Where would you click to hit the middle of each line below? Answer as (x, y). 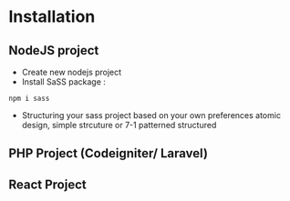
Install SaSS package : (64, 82)
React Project (48, 184)
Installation (52, 17)
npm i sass (29, 98)
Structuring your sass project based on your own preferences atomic (151, 115)
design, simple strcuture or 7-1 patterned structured (119, 125)
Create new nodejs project (72, 72)
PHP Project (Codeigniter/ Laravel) (109, 153)
